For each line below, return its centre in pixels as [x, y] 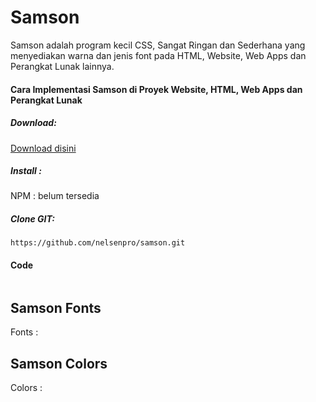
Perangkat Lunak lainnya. [62, 66]
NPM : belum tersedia [55, 196]
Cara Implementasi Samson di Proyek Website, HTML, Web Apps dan [156, 89]
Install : [26, 171]
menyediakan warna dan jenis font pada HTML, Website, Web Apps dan [158, 55]
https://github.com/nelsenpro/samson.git [98, 243]
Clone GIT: [32, 219]
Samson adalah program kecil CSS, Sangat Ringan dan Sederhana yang [158, 45]
